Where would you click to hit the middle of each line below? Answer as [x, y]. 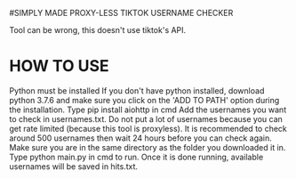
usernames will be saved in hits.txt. [73, 166]
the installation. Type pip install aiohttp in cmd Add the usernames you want [148, 110]
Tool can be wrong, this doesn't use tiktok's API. [98, 30]
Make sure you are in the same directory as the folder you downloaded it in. [148, 147]
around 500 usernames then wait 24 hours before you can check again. [141, 138]
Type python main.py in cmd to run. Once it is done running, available [136, 157]
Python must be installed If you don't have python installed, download [137, 90]
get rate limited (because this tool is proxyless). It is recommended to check [148, 128]
